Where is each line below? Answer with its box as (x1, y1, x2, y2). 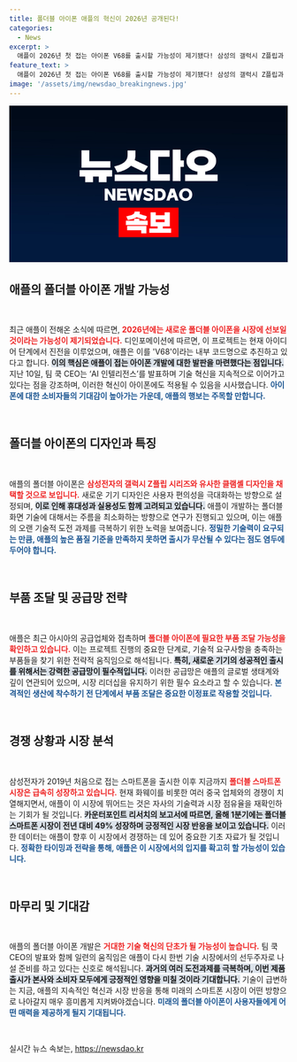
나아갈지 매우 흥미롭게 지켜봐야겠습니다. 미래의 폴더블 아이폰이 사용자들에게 (18, 997, 278, 1007)
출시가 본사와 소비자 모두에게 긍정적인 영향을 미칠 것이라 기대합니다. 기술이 (9, 974, 264, 985)
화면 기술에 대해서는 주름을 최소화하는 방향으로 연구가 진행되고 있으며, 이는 (9, 512, 267, 522)
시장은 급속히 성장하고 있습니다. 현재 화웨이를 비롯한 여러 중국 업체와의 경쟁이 (9, 787, 276, 797)
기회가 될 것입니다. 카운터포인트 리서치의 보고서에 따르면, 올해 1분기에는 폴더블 (18, 809, 286, 820)
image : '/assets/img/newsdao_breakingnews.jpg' (9, 80, 188, 88)
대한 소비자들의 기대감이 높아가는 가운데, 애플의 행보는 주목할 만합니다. (25, 390, 266, 402)
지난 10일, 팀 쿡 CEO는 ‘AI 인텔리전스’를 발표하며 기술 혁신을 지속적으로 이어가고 (9, 368, 286, 380)
